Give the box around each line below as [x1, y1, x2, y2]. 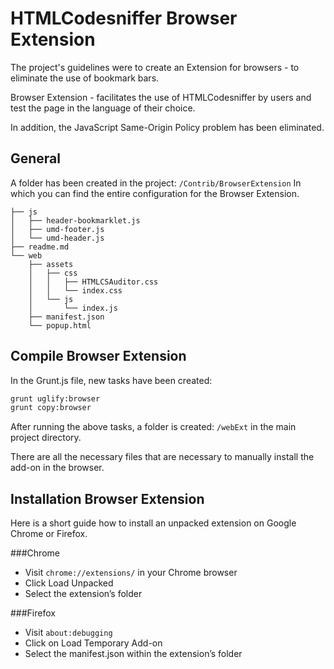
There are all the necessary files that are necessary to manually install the [10, 451, 315, 463]
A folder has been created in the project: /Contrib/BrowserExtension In [10, 177, 302, 189]
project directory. [10, 432, 82, 444]
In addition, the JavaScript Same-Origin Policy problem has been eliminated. [10, 121, 325, 133]
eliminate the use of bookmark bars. [10, 72, 160, 84]
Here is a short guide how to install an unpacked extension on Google [10, 517, 297, 529]
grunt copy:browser [10, 403, 92, 413]
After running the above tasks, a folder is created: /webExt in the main [10, 421, 297, 433]
